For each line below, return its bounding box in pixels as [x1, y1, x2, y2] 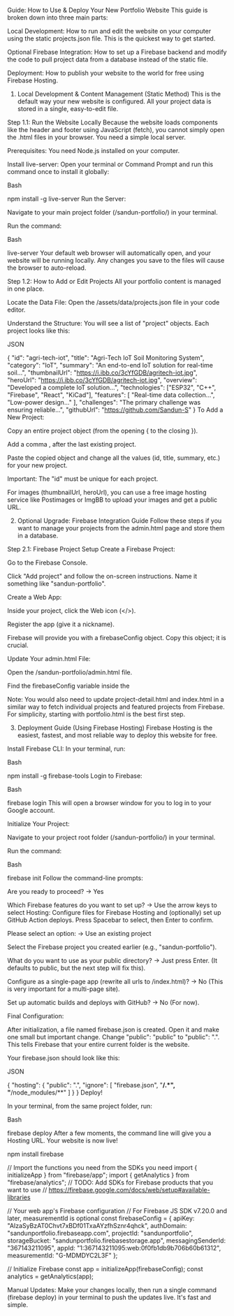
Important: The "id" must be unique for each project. [7, 475, 159, 483]
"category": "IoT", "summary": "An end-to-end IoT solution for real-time [7, 361, 213, 369]
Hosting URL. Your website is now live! [7, 1136, 118, 1145]
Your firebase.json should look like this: [7, 1054, 120, 1062]
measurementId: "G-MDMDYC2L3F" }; [7, 1251, 118, 1259]
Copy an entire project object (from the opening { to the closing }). [7, 426, 198, 435]
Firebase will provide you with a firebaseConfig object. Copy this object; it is [7, 634, 226, 642]
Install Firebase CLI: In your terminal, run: [7, 744, 126, 753]
